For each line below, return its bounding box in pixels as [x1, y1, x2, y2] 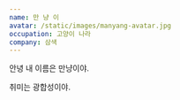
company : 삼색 [9, 37, 57, 47]
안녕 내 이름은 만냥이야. [9, 63, 90, 73]
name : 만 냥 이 [9, 12, 60, 22]
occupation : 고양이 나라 [9, 29, 91, 38]
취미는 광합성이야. [9, 81, 71, 93]
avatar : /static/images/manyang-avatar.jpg [9, 21, 172, 30]
